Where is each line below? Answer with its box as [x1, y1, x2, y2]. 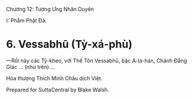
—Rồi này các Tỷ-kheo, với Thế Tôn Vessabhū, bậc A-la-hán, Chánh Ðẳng [6, 57, 187, 64]
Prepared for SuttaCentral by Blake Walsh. [6, 86, 109, 93]
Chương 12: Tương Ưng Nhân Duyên [6, 6, 94, 12]
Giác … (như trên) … [6, 63, 55, 70]
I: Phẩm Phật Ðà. [6, 17, 47, 24]
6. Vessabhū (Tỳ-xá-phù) [6, 38, 132, 51]
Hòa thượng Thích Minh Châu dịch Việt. [6, 74, 103, 82]
